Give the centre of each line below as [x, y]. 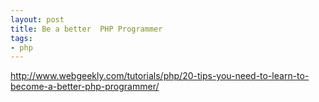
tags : [21, 38]
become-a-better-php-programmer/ [85, 87]
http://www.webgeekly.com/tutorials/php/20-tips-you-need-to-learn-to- [160, 76]
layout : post [37, 19]
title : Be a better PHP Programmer [86, 29]
